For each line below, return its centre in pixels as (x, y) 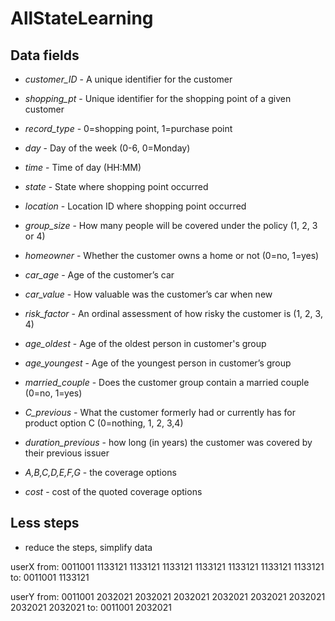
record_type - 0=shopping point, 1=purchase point (128, 128)
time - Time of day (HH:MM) (83, 167)
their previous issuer (67, 453)
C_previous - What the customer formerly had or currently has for (160, 412)
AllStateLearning (82, 18)
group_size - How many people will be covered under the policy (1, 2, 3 (171, 225)
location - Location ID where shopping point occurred (135, 206)
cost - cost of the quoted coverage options (113, 491)
